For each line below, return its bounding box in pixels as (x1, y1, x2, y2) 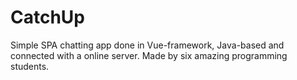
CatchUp (10, 6, 85, 29)
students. (10, 60, 50, 72)
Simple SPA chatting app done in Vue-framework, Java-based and (10, 39, 285, 51)
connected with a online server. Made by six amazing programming (10, 49, 288, 61)
